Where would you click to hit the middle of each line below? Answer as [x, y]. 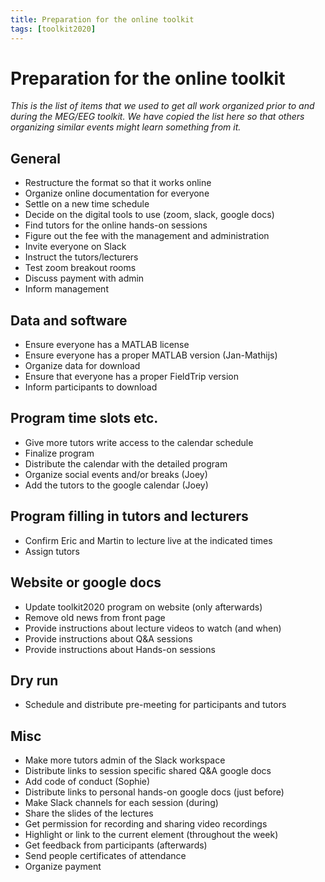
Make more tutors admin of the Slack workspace [125, 760]
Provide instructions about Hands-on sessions [120, 649]
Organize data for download [82, 366]
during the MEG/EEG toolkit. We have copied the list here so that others [157, 117]
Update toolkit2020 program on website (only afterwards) [143, 607]
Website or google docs [86, 582]
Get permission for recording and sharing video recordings [146, 824]
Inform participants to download [91, 387]
